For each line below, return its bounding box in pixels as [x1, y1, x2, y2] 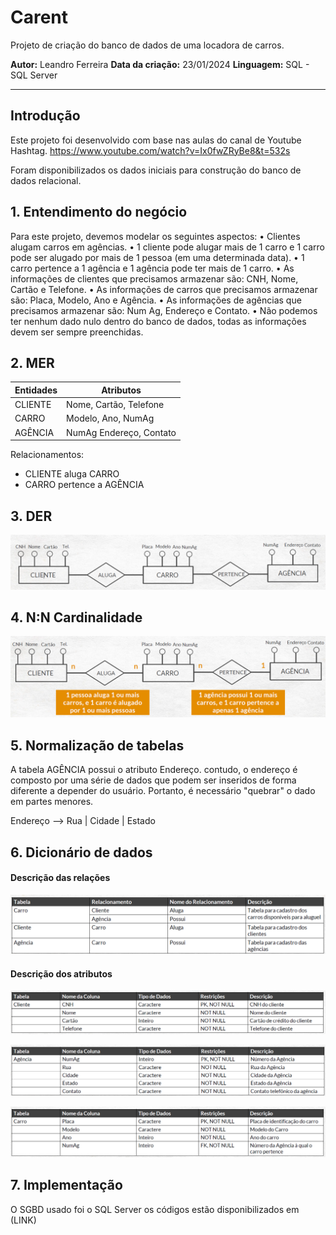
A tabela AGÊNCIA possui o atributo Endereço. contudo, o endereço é [10, 764, 298, 776]
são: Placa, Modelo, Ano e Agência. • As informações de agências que [10, 294, 302, 306]
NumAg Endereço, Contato [66, 426, 177, 438]
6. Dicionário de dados [10, 844, 153, 861]
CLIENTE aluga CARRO [24, 468, 120, 480]
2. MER [10, 354, 55, 371]
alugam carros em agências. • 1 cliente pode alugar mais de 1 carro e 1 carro [10, 241, 325, 253]
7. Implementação [10, 1177, 123, 1194]
